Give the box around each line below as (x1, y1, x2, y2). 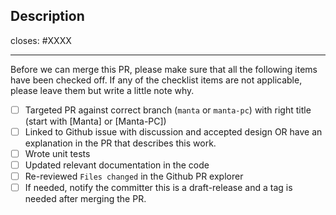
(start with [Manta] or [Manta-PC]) (24, 115, 167, 127)
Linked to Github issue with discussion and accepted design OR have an (24, 125, 323, 138)
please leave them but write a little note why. (10, 84, 195, 96)
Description (10, 8, 85, 25)
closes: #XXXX (10, 34, 72, 46)
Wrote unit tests (24, 147, 91, 159)
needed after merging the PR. (24, 193, 147, 205)
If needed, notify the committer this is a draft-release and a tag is (24, 182, 293, 194)
